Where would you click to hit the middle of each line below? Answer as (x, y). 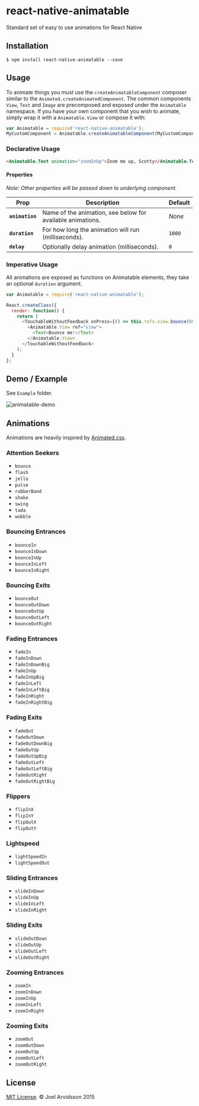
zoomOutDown (29, 1045)
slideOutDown (31, 939)
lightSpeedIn (31, 857)
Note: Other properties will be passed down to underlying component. (92, 187)
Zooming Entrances (35, 972)
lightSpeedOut (32, 863)
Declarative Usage (33, 149)
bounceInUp (28, 558)
